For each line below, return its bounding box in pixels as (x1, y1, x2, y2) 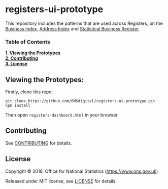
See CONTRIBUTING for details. (5, 140, 72, 146)
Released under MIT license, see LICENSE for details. (5, 178, 117, 184)
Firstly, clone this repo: (5, 89, 53, 95)
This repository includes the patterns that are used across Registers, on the (5, 20, 163, 26)
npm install (5, 103, 30, 108)
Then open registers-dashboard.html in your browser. (5, 112, 119, 118)
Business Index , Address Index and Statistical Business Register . (5, 25, 140, 31)
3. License (5, 61, 28, 67)
